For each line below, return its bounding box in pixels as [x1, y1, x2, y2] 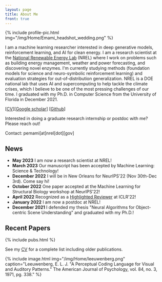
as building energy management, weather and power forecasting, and [5, 60, 145, 66]
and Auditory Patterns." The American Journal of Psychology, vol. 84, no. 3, [5, 266, 158, 272]
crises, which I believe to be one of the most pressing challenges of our [5, 86, 149, 92]
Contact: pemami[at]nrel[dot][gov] [5, 130, 75, 136]
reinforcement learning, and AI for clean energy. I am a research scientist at [5, 50, 157, 55]
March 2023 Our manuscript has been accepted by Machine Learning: [12, 163, 155, 169]
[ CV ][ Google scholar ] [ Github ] [5, 106, 66, 112]
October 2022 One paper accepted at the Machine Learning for [12, 183, 141, 189]
